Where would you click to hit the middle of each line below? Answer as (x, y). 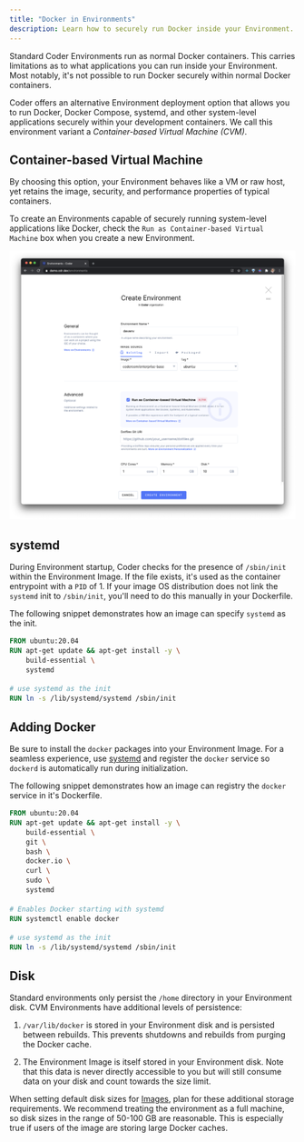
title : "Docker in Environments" (73, 19)
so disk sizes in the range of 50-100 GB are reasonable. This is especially (147, 1117)
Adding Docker (53, 727)
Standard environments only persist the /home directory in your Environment (151, 997)
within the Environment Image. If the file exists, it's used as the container (145, 576)
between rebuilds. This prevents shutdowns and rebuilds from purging (154, 1034)
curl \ (38, 871)
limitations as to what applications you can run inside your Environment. (144, 65)
